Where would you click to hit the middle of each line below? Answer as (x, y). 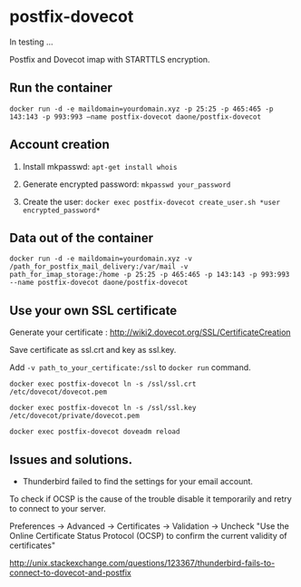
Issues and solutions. (71, 460)
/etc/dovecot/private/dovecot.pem (75, 416)
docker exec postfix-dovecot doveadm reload (95, 432)
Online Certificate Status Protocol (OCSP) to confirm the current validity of (148, 536)
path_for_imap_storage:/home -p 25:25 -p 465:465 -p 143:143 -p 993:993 (150, 275)
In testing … (31, 42)
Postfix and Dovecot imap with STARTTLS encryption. (110, 59)
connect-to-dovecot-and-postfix (70, 572)
